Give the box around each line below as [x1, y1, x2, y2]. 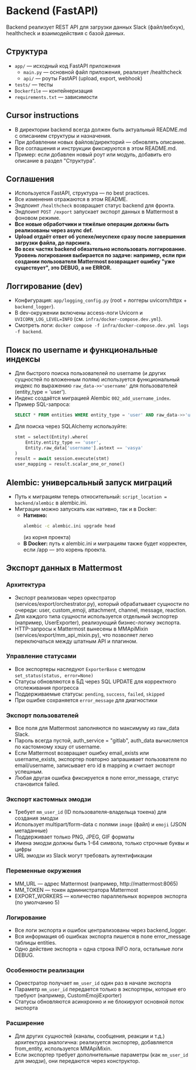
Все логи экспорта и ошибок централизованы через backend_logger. [14, 926, 187, 933]
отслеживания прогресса [14, 684, 79, 691]
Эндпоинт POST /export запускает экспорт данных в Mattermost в [14, 208, 178, 215]
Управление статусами [6, 652, 77, 660]
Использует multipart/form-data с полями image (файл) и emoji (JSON [14, 821, 187, 828]
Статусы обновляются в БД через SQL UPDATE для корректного [14, 678, 177, 685]
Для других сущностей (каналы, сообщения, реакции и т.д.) [14, 1032, 165, 1040]
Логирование [6, 913, 47, 921]
